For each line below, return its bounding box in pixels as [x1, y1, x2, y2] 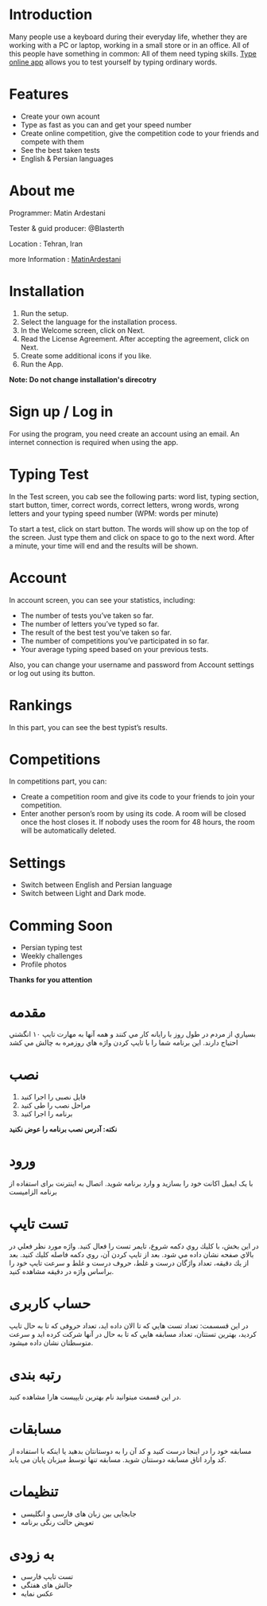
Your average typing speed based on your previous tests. [20, 644, 209, 654]
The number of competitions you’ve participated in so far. [20, 635, 210, 646]
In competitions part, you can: [9, 776, 107, 786]
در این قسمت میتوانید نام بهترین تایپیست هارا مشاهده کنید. [9, 1392, 181, 1401]
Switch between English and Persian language [20, 880, 172, 889]
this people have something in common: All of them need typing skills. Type [9, 49, 257, 58]
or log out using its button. [9, 668, 95, 678]
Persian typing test [20, 943, 83, 952]
